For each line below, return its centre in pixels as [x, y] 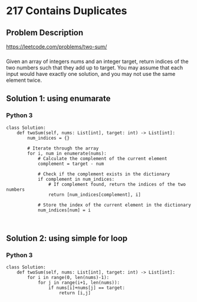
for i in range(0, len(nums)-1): [68, 278]
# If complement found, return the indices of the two [117, 184]
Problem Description [45, 33]
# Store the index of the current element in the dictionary [114, 205]
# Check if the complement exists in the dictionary [104, 174]
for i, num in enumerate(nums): [67, 153]
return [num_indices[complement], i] [95, 195]
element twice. [24, 80]
